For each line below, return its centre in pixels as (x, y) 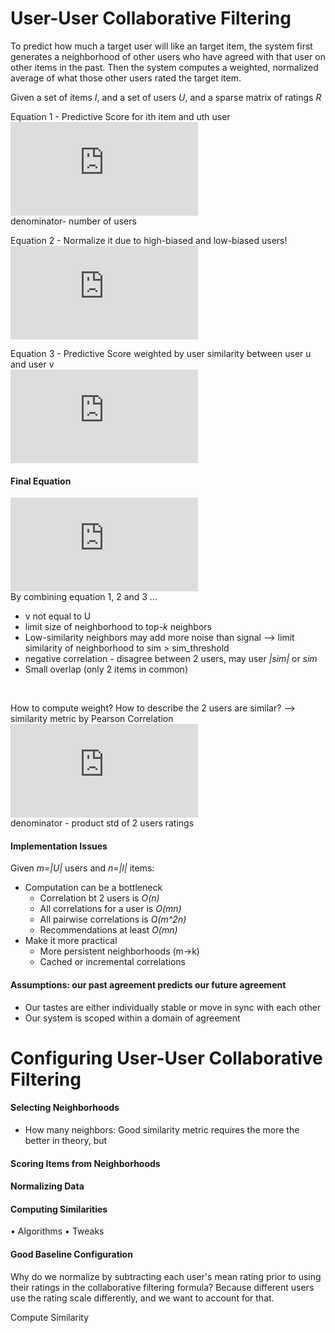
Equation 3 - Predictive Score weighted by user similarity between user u (161, 353)
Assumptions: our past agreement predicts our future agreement (148, 984)
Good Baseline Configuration (71, 1254)
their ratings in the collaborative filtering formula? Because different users (162, 1287)
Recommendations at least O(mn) (108, 930)
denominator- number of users (73, 221)
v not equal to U (58, 616)
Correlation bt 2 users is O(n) (99, 898)
